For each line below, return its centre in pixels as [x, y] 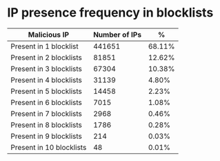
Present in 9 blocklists [47, 136]
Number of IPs [117, 35]
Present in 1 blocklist [44, 46]
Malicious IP [49, 35]
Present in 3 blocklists [47, 68]
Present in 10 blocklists [49, 147]
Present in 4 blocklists [47, 79]
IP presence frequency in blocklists [110, 13]
